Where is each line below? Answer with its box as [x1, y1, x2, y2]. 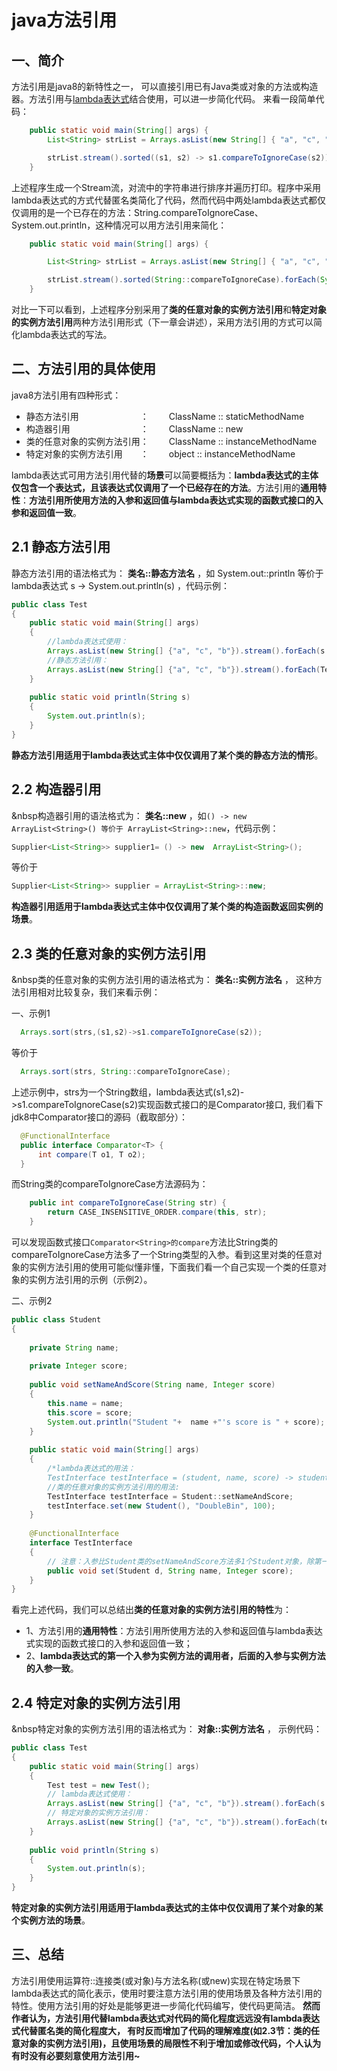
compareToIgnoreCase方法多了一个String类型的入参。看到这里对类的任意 [11, 1249, 314, 1260]
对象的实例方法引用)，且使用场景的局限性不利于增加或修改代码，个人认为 [19, 2037, 322, 2049]
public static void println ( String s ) [29, 692, 191, 703]
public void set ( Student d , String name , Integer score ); [47, 1566, 294, 1576]
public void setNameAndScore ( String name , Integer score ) [29, 1380, 276, 1390]
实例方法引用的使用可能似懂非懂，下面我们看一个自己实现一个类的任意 [28, 1261, 318, 1273]
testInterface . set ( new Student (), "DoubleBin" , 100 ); [47, 1501, 276, 1511]
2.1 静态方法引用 [11, 539, 111, 556]
